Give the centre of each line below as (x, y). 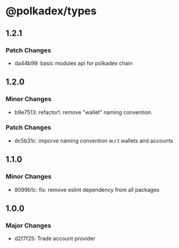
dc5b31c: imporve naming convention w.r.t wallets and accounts (94, 140)
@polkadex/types (51, 11)
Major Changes (29, 225)
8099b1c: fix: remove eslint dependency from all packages (87, 189)
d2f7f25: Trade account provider (55, 238)
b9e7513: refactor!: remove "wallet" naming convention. (83, 112)
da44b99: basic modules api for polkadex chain (73, 63)
